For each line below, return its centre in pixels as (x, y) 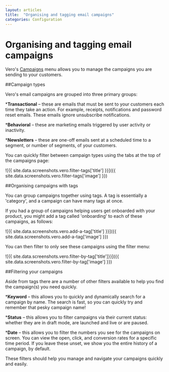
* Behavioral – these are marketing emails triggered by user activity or (78, 125)
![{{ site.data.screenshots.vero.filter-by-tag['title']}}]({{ (62, 256)
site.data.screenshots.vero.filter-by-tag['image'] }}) (59, 262)
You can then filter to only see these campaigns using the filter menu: (78, 247)
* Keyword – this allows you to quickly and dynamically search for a (75, 297)
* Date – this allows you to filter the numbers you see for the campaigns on (83, 332)
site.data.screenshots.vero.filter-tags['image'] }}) (56, 176)
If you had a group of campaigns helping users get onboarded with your (80, 211)
